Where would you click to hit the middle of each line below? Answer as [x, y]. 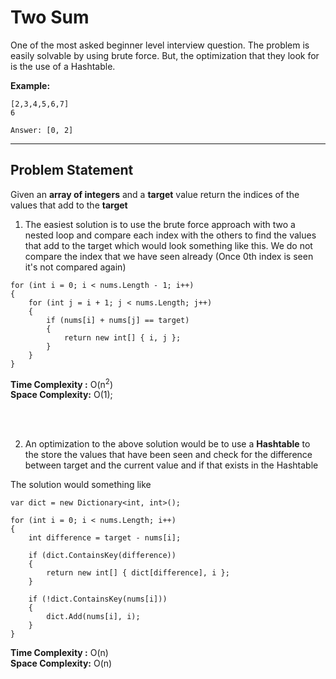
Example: [30, 85]
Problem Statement [72, 170]
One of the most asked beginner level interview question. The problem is [160, 45]
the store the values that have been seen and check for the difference [168, 455]
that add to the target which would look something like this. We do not [168, 245]
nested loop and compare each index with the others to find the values [170, 235]
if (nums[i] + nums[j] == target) [118, 320]
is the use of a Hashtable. [63, 66]
